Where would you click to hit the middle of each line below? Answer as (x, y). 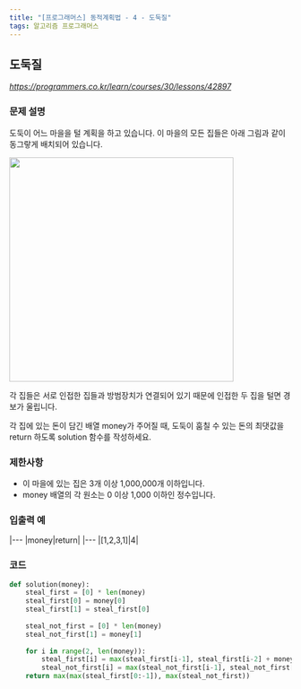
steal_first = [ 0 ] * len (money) (86, 593)
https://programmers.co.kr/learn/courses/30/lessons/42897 (120, 87)
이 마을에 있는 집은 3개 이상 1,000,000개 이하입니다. (113, 483)
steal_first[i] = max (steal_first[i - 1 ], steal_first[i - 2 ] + (156, 659)
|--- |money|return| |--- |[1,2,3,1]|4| (74, 540)
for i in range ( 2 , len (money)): (86, 651)
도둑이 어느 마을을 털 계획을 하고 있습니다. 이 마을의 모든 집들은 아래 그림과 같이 (148, 133)
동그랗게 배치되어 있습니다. (56, 144)
